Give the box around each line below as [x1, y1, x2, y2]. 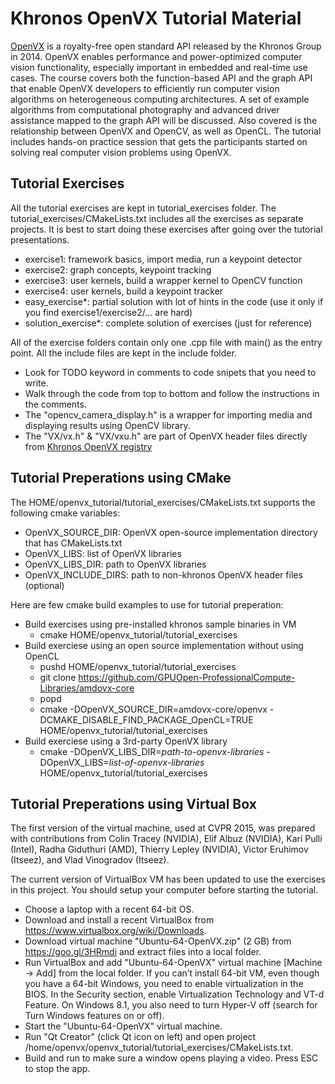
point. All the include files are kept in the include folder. [10, 347, 237, 359]
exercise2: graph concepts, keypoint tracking [24, 263, 212, 276]
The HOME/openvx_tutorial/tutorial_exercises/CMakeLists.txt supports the [10, 496, 316, 508]
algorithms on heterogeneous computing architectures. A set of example [10, 93, 310, 105]
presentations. [10, 233, 70, 246]
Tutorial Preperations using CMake [10, 470, 232, 487]
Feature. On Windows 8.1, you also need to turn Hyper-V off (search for [24, 999, 318, 1011]
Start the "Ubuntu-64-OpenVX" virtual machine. [24, 1020, 223, 1032]
